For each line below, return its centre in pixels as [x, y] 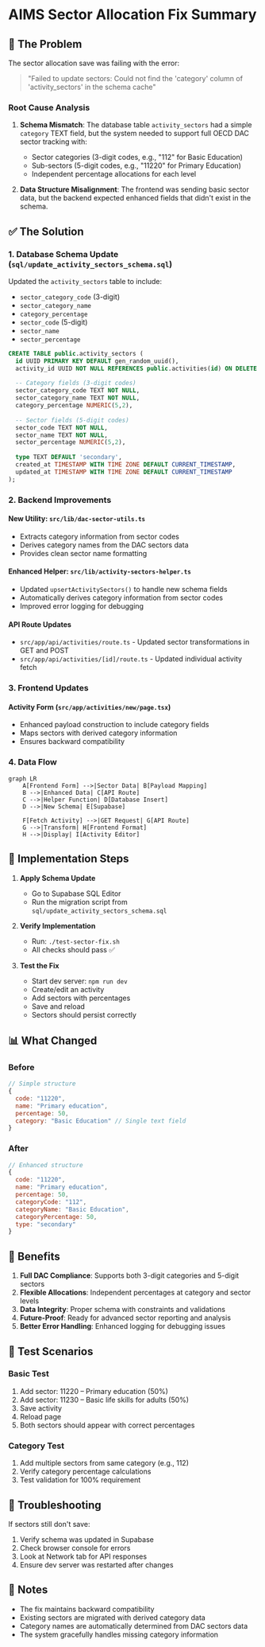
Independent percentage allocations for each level [114, 174]
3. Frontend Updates [48, 688]
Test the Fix [39, 965]
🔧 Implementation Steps [69, 859]
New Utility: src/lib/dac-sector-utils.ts [77, 519]
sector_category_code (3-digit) [70, 297]
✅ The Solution [46, 231]
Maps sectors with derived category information [98, 733]
